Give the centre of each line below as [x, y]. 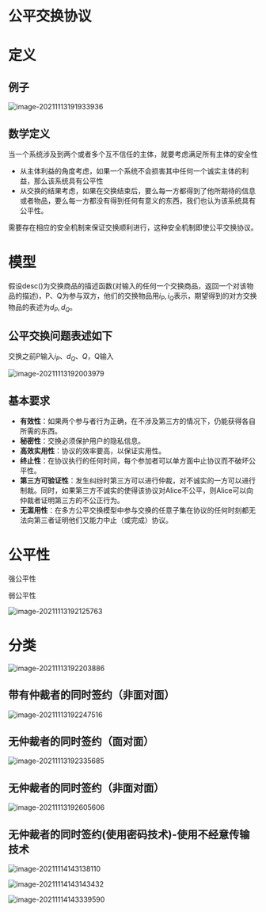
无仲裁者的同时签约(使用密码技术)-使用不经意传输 [129, 834]
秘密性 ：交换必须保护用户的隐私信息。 [82, 441]
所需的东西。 [40, 431]
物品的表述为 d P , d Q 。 [42, 308]
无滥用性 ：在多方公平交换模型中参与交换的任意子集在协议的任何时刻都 [134, 510]
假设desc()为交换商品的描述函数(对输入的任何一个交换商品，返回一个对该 [127, 285]
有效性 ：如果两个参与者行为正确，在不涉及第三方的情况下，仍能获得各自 [137, 421]
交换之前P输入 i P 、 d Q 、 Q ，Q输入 [61, 357]
